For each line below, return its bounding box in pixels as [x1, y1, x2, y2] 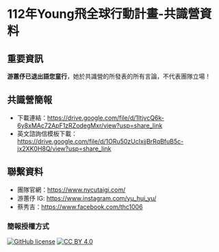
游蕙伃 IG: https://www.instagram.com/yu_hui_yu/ [16, 194, 157, 202]
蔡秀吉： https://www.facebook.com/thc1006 [16, 203, 143, 211]
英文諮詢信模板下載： [16, 129, 77, 138]
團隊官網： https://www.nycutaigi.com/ [16, 186, 126, 194]
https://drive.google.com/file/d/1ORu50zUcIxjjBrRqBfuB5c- [16, 137, 184, 145]
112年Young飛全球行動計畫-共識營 [7, 6, 201, 22]
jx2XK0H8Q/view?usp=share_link [16, 144, 112, 153]
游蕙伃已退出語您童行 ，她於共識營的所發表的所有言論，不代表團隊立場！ [7, 73, 211, 80]
